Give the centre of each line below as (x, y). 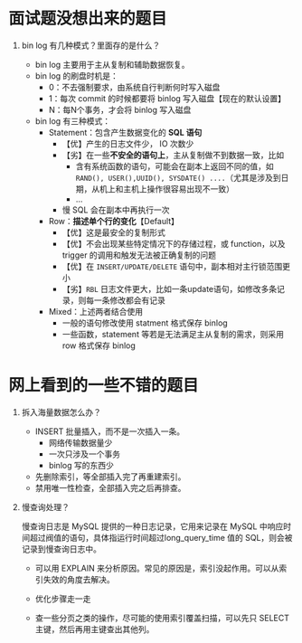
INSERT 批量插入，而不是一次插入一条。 (110, 431)
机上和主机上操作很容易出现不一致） (166, 189)
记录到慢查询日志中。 (61, 549)
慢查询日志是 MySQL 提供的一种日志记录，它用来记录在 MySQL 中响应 (152, 526)
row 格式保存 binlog (99, 345)
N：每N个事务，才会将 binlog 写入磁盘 (120, 109)
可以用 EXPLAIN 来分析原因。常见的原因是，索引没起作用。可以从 (157, 568)
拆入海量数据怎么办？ (61, 411)
